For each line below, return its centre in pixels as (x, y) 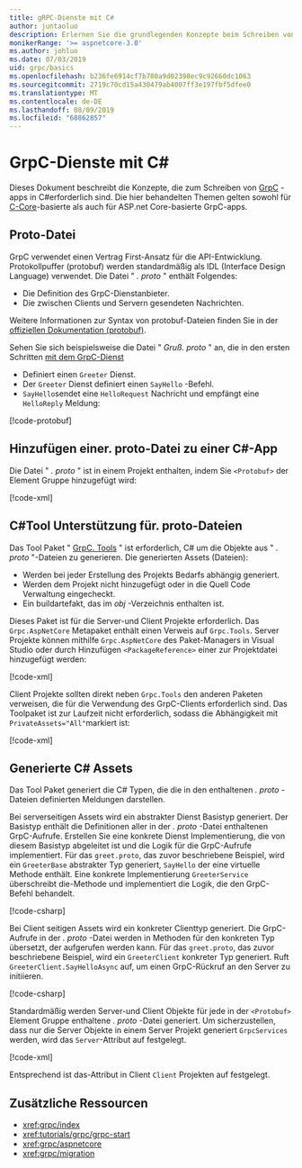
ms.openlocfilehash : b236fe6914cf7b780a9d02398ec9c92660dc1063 (130, 77)
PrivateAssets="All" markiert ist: (70, 722)
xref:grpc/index (51, 1125)
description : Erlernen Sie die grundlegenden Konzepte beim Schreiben (144, 34)
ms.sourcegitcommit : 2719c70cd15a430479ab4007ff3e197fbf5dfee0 (130, 85)
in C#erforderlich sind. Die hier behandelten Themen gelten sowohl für (161, 197)
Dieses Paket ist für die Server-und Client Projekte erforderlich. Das (134, 620)
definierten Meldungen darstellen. (102, 800)
